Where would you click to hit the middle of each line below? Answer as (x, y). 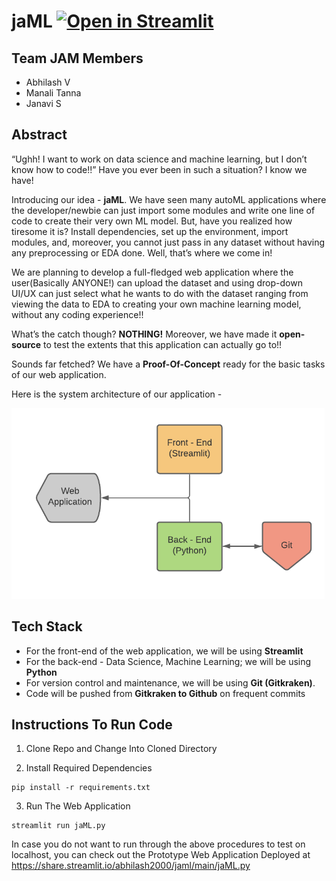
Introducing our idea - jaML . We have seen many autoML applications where (169, 199)
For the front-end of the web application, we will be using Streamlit (164, 651)
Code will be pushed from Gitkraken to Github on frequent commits (165, 693)
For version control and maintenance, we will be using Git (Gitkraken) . (170, 682)
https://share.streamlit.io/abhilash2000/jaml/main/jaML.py (131, 866)
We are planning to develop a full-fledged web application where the (152, 272)
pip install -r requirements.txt (81, 788)
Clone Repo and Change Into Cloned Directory (121, 749)
